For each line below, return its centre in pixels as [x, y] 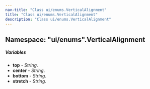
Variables [16, 52]
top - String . [25, 65]
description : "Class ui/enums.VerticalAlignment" [58, 19]
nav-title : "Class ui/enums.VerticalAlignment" [56, 10]
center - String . [29, 70]
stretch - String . [29, 81]
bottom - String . [29, 75]
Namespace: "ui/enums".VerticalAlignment [75, 39]
